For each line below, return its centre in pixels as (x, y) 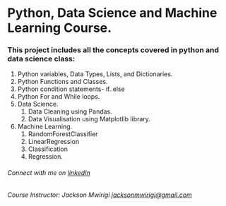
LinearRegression (54, 142)
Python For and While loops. (59, 97)
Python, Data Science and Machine (112, 13)
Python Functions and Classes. (63, 82)
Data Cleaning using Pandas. (70, 111)
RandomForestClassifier (63, 134)
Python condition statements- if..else (71, 89)
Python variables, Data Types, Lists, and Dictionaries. (95, 74)
